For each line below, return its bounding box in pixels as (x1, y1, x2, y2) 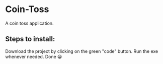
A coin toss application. (5, 20, 54, 26)
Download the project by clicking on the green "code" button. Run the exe (5, 48, 158, 54)
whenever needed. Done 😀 (5, 53, 62, 59)
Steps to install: (5, 35, 55, 43)
